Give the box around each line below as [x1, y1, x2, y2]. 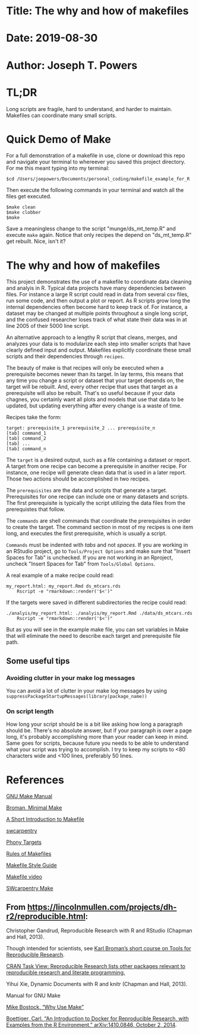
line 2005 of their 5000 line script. [6, 322, 90, 330]
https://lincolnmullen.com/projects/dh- [27, 902, 177, 912]
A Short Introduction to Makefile [6, 815, 84, 823]
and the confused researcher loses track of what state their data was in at [6, 316, 187, 323]
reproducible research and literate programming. [6, 969, 125, 976]
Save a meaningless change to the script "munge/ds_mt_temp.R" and [6, 225, 176, 232]
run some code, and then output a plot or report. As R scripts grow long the [6, 297, 191, 304]
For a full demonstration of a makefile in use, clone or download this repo [6, 152, 185, 159]
